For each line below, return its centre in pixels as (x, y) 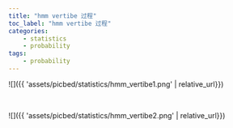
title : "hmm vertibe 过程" (53, 16)
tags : (17, 53)
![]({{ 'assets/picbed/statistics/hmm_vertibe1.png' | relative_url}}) (116, 84)
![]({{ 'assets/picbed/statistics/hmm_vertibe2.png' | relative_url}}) (117, 115)
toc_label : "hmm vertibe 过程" (60, 23)
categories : (28, 31)
